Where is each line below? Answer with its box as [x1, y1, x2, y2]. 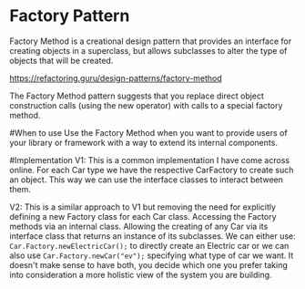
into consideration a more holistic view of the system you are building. [9, 269, 272, 280]
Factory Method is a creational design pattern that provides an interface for [9, 36, 292, 46]
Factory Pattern [9, 5, 130, 26]
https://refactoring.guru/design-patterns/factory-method [9, 72, 222, 83]
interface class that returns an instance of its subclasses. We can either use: [9, 230, 296, 242]
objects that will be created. [9, 55, 114, 66]
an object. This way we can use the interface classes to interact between [9, 174, 284, 185]
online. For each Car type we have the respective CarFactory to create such [9, 164, 294, 175]
